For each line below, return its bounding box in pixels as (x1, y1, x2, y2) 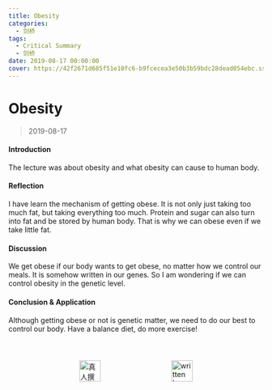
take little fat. (8, 225, 52, 235)
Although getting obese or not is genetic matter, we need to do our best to (8, 315, 257, 324)
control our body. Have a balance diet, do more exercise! (8, 324, 198, 333)
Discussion (8, 244, 47, 253)
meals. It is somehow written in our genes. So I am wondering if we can (8, 270, 247, 280)
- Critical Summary (15, 42, 82, 50)
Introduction (8, 145, 51, 155)
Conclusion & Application (8, 297, 96, 307)
